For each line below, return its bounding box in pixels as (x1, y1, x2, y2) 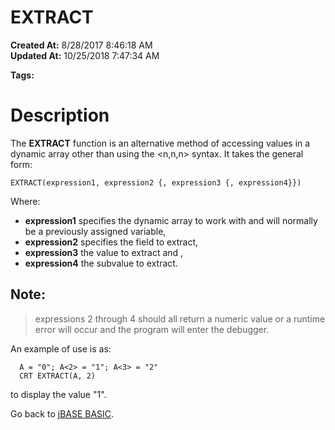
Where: (10, 195, 41, 207)
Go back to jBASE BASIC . (10, 407, 115, 420)
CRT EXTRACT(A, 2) (19, 371, 97, 381)
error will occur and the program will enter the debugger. (34, 323, 270, 335)
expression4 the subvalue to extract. (24, 257, 178, 269)
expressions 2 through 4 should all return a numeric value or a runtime (34, 312, 326, 325)
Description (10, 104, 110, 127)
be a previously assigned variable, (24, 225, 167, 237)
